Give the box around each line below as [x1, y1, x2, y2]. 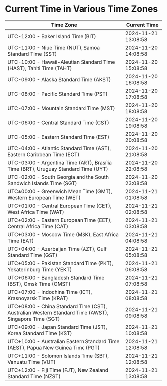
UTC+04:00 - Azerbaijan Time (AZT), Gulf [7, 245, 107, 252]
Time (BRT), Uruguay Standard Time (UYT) [7, 165, 108, 172]
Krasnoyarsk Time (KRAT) [7, 295, 68, 302]
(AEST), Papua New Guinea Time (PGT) [7, 344, 100, 351]
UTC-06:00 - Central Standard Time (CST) [7, 119, 109, 126]
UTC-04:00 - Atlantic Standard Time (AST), [7, 145, 111, 152]
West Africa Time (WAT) [7, 208, 65, 215]
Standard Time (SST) [7, 50, 57, 57]
